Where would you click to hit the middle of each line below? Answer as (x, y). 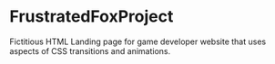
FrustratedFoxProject (92, 17)
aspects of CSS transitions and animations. (90, 50)
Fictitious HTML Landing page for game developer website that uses (138, 41)
